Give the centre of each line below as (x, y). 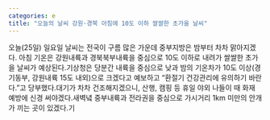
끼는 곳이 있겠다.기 (46, 108)
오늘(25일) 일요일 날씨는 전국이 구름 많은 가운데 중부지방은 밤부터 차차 (118, 47)
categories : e (32, 16)
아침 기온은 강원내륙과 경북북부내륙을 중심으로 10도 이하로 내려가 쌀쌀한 (131, 57)
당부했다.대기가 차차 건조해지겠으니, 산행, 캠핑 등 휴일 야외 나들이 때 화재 (141, 87)
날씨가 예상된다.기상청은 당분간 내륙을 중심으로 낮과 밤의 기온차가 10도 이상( (136, 67)
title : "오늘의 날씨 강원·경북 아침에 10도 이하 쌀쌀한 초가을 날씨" (108, 23)
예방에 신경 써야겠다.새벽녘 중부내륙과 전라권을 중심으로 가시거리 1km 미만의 (128, 97)
